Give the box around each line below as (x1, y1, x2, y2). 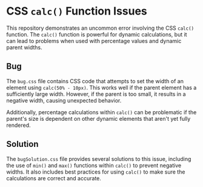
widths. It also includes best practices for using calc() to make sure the (6, 168, 185, 175)
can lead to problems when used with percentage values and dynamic (6, 37, 182, 44)
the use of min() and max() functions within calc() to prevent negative (6, 161, 182, 169)
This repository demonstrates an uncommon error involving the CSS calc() (6, 24, 195, 32)
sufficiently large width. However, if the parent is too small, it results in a (6, 90, 186, 98)
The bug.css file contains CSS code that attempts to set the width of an (6, 77, 184, 84)
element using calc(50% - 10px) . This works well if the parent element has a (6, 84, 197, 91)
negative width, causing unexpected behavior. (6, 97, 122, 104)
